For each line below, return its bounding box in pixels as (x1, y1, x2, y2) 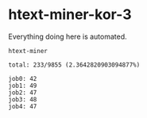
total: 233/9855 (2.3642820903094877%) (8, 61, 141, 69)
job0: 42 (8, 74, 37, 82)
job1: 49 (8, 82, 37, 89)
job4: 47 (8, 102, 37, 110)
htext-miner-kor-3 (8, 6, 132, 24)
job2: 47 (8, 89, 37, 97)
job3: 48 (8, 95, 37, 104)
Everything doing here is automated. (8, 32, 127, 41)
